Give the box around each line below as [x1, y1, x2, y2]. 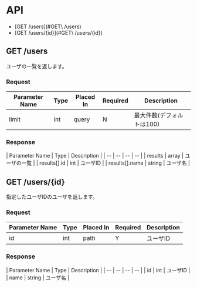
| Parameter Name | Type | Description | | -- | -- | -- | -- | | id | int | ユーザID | [6, 266, 191, 273]
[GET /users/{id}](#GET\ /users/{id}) [14, 29, 103, 36]
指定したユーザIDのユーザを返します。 [6, 193, 98, 201]
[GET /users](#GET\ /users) [14, 23, 81, 30]
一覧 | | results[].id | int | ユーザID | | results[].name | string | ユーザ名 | [21, 159, 191, 166]
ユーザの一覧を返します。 [6, 62, 67, 69]
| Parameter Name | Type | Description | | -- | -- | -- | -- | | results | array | [6, 152, 184, 159]
